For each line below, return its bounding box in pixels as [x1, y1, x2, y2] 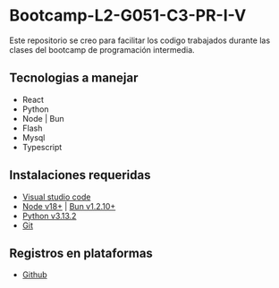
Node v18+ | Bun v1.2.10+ [21, 200, 116, 211]
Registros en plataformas [9, 245, 154, 260]
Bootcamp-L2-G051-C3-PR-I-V [9, 5, 247, 26]
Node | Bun [21, 113, 64, 123]
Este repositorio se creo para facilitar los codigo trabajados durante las [9, 35, 271, 46]
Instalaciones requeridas [9, 167, 151, 183]
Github [21, 269, 47, 280]
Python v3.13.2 [21, 210, 77, 221]
